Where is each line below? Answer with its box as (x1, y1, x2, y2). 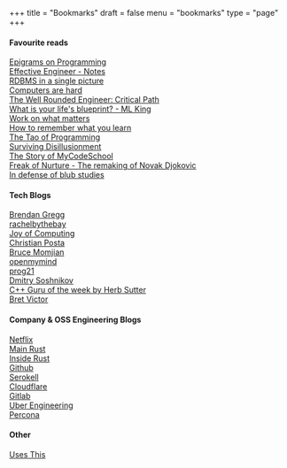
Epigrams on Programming (9, 57, 107, 67)
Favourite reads (9, 37, 69, 48)
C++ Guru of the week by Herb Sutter (9, 285, 146, 295)
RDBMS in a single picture (9, 75, 105, 87)
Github (9, 362, 34, 372)
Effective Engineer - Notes (9, 66, 106, 77)
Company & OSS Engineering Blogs (9, 314, 142, 325)
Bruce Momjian (9, 247, 65, 257)
